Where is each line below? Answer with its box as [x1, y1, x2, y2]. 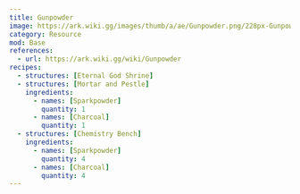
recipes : [9, 63, 42, 72]
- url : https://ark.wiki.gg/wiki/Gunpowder [17, 55, 181, 63]
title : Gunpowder [9, 13, 74, 22]
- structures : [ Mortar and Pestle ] [17, 80, 150, 89]
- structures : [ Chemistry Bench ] [17, 130, 142, 139]
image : [9, 21, 34, 30]
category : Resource [9, 30, 82, 38]
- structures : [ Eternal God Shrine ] [17, 72, 154, 80]
